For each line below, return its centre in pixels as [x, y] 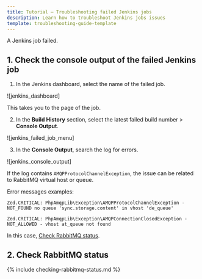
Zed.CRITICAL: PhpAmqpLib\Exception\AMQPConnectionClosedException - [97, 219]
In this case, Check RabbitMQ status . [53, 236]
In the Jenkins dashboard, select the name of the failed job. [90, 84]
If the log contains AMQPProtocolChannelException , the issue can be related [100, 173]
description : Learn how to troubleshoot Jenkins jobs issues [86, 18]
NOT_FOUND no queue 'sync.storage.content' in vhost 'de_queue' [90, 208]
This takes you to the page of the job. [54, 108]
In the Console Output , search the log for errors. [77, 150]
